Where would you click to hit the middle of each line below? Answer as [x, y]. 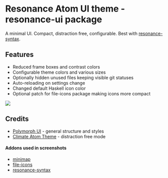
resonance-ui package [54, 19]
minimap [21, 159]
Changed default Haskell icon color [49, 88]
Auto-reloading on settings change [49, 83]
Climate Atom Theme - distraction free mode [59, 136]
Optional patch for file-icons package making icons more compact [81, 93]
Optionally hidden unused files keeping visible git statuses [73, 77]
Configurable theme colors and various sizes [59, 72]
